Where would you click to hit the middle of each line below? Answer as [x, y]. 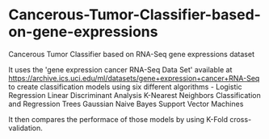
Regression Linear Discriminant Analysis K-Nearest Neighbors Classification [134, 95]
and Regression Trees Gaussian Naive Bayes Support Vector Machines [126, 104]
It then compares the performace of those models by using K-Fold [118, 119]
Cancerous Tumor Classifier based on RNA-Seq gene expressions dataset [131, 54]
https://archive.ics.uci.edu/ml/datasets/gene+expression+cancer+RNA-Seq [134, 78]
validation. [25, 128]
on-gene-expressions [83, 32]
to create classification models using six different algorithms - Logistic [125, 87]
